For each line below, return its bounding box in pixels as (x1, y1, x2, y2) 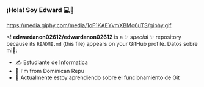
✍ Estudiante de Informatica (15, 59, 89, 66)
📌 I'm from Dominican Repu (15, 68, 84, 75)
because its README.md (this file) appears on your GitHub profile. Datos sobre (6, 40, 198, 48)
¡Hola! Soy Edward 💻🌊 (6, 5, 75, 14)
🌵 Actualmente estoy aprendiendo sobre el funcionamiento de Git (15, 74, 180, 81)
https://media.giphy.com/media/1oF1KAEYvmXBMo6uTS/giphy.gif (6, 22, 172, 29)
